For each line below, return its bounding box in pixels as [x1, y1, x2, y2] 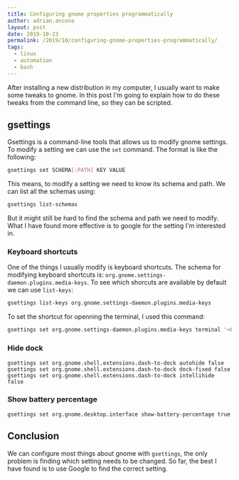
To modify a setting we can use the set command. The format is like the [7, 145, 218, 154]
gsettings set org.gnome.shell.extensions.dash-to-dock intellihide [7, 372, 215, 379]
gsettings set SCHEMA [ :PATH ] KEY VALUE [7, 167, 126, 174]
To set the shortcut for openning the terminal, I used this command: [7, 312, 205, 321]
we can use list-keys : [7, 286, 73, 295]
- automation [14, 57, 53, 64]
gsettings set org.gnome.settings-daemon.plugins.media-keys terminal [7, 326, 221, 334]
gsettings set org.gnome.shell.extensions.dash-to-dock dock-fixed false [7, 365, 231, 373]
